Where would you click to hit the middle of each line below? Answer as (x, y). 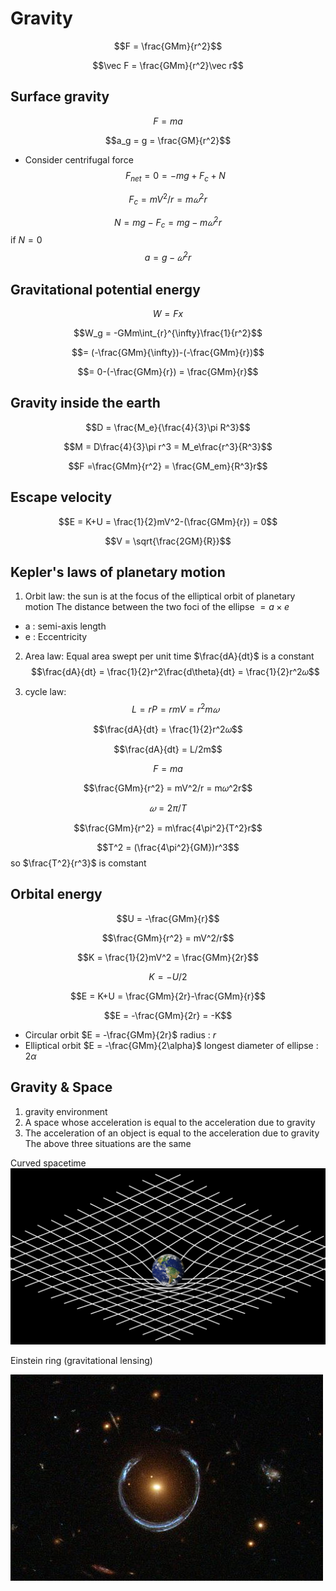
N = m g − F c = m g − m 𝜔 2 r (168, 223)
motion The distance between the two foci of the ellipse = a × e (157, 607)
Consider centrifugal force (79, 159)
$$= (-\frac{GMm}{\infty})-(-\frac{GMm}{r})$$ (168, 352)
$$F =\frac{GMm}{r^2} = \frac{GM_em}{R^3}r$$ (168, 466)
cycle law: (45, 692)
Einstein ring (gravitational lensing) (81, 1361)
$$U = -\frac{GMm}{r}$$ (168, 918)
